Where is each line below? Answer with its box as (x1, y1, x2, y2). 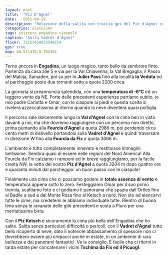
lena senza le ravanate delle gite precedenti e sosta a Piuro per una (5, 202, 144, 208)
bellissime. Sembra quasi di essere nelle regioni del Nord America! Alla (5, 150, 151, 156)
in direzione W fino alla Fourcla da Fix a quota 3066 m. (5, 135, 118, 141)
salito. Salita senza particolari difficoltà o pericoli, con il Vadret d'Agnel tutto (5, 223, 162, 229)
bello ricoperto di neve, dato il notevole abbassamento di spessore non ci (5, 228, 156, 234)
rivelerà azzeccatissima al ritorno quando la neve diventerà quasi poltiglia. (5, 104, 158, 110)
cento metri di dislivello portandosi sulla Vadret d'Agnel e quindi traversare (5, 130, 160, 136)
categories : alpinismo (5, 26, 52, 31)
